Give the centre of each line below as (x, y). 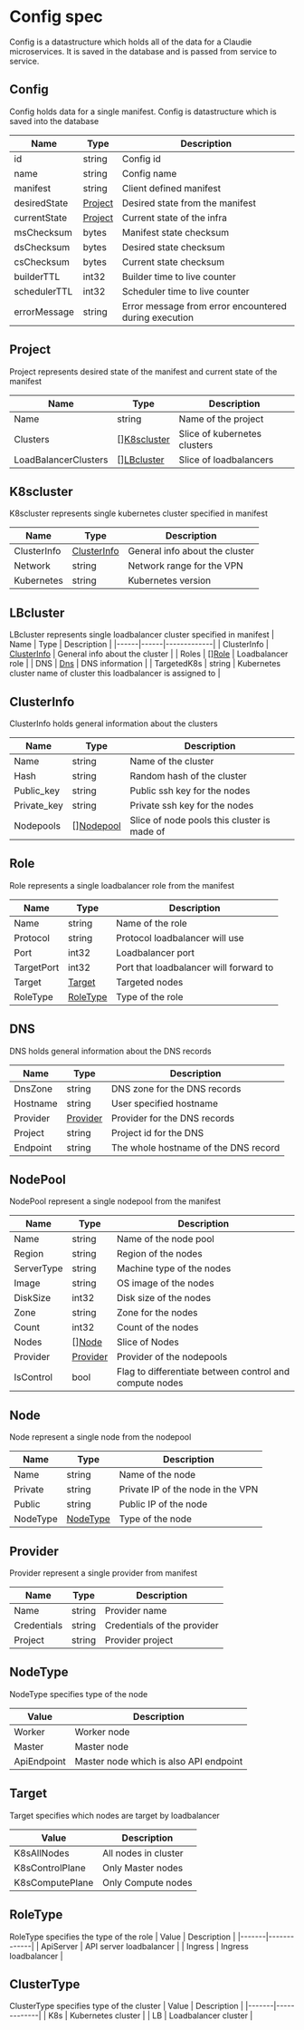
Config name (149, 173)
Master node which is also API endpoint (159, 1761)
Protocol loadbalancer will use (180, 937)
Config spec (57, 17)
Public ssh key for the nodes (190, 791)
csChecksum (42, 262)
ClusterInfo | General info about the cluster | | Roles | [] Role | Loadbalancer (149, 654)
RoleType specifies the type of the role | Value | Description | (123, 1937)
